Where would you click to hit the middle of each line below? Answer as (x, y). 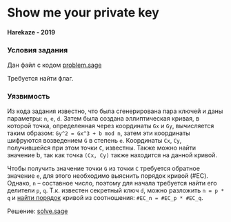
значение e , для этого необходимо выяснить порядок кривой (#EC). (108, 176)
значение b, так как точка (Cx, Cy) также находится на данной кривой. (112, 155)
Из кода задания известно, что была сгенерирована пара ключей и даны (115, 111)
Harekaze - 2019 (31, 32)
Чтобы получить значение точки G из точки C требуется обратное (103, 169)
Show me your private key (83, 13)
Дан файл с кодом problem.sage (54, 65)
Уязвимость (29, 96)
